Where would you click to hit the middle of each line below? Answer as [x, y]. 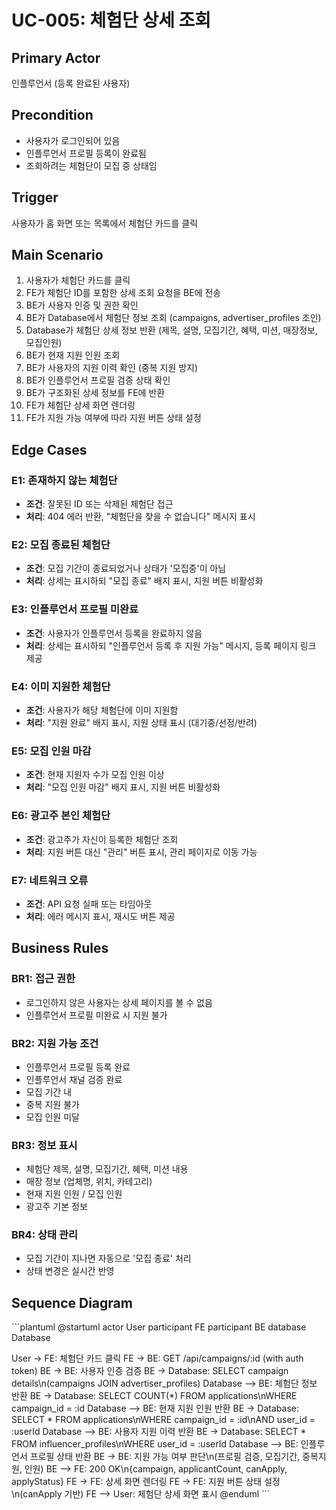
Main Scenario [57, 255]
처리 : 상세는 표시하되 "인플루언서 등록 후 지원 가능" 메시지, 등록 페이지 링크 [171, 645]
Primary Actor [56, 57]
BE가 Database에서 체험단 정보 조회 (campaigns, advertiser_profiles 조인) [173, 318]
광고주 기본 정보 [56, 1207]
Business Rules [60, 948]
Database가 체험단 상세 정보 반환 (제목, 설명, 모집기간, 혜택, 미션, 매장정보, [171, 330]
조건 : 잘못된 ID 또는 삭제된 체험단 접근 [99, 504]
